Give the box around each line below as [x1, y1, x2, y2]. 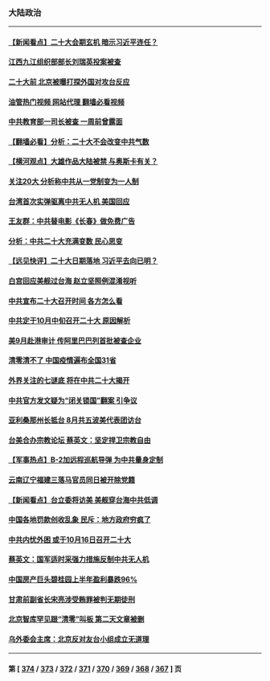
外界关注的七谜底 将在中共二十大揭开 [8, 375, 130, 385]
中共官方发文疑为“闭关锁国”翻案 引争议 [8, 396, 138, 405]
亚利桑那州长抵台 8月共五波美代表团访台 [8, 416, 142, 425]
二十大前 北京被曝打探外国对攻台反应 [8, 77, 130, 87]
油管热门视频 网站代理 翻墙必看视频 [8, 96, 125, 106]
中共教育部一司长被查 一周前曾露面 [8, 117, 123, 126]
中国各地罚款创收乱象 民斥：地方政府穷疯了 [8, 515, 151, 524]
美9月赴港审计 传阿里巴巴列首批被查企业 [8, 335, 142, 345]
